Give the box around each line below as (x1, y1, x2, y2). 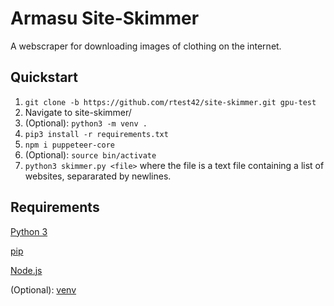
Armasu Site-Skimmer (10, 7, 200, 30)
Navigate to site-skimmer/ (24, 106, 132, 118)
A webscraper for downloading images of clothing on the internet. (10, 40, 282, 52)
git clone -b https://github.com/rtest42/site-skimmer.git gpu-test (24, 97, 317, 107)
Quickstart (10, 69, 79, 86)
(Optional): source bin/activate (24, 148, 157, 161)
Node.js (10, 264, 43, 276)
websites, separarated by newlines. (24, 170, 172, 182)
